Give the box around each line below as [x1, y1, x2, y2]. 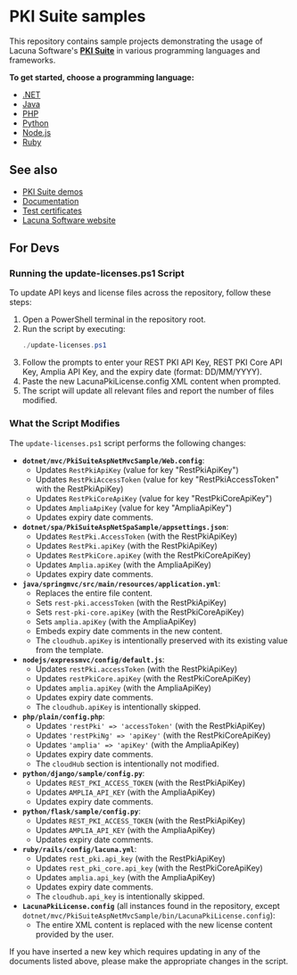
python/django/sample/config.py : [21, 767, 145, 778]
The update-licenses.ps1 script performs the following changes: [9, 437, 247, 448]
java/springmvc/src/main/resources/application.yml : [21, 578, 221, 589]
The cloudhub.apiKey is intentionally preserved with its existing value [35, 635, 288, 646]
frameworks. [9, 54, 56, 65]
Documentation [21, 195, 79, 206]
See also [9, 162, 58, 178]
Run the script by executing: [21, 324, 127, 335]
